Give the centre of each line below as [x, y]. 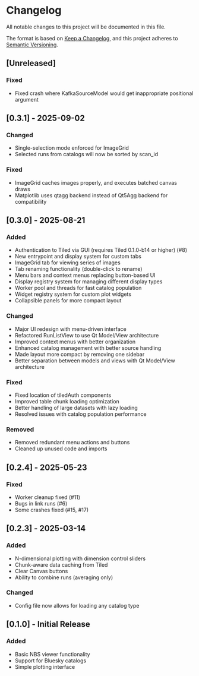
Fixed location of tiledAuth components [63, 395]
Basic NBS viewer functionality [52, 654]
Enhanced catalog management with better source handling [88, 348]
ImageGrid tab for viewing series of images [67, 263]
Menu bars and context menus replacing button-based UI [85, 275]
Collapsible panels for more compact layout [68, 301]
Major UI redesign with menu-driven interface [70, 329]
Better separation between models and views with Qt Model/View [95, 361]
